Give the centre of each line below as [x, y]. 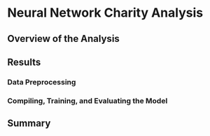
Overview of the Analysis [64, 39]
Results [24, 62]
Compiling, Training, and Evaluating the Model [87, 100]
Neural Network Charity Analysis [105, 13]
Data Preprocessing [42, 82]
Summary [29, 123]
